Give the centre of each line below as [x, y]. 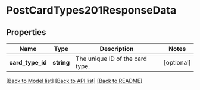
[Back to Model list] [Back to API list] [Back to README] [74, 81]
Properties [26, 32]
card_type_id [28, 62]
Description [117, 49]
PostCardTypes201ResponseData [91, 10]
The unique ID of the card [111, 59]
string [61, 62]
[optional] [177, 62]
